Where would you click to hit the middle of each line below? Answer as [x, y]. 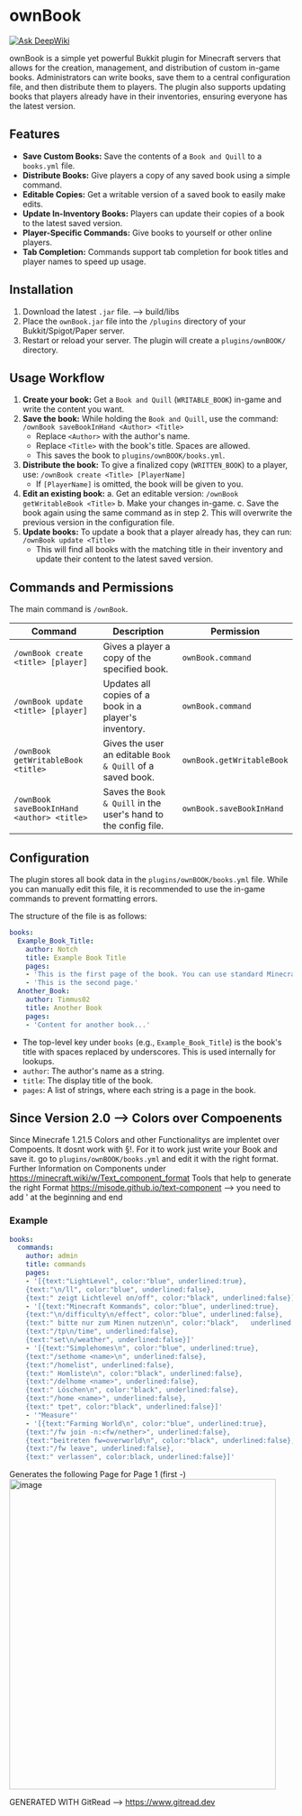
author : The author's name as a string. [93, 1071]
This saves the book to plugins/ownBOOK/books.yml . [130, 455]
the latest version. [43, 105]
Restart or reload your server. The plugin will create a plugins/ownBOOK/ [154, 340]
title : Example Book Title [76, 958]
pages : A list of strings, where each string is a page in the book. [139, 1090]
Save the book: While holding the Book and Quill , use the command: [150, 419]
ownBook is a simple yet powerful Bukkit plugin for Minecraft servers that [145, 58]
